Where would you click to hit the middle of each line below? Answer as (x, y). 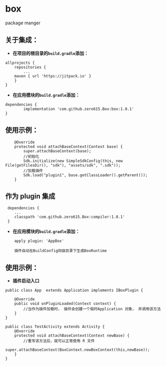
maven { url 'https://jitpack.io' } (53, 76)
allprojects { (20, 63)
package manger (23, 23)
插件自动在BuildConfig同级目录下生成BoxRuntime (61, 251)
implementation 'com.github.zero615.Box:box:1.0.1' (79, 109)
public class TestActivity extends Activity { (55, 327)
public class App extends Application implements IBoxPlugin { (74, 291)
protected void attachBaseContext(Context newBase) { (72, 336)
